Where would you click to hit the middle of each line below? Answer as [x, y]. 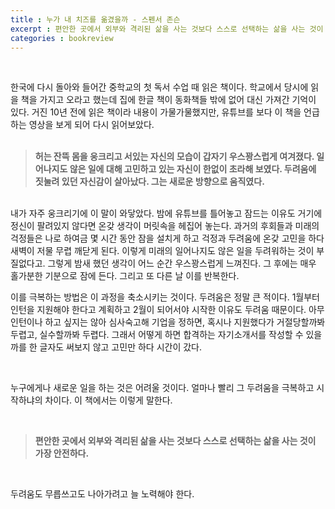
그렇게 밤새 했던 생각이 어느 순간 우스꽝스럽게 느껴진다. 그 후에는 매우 [182, 263]
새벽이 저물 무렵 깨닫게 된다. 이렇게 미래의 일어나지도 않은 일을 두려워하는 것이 [162, 251]
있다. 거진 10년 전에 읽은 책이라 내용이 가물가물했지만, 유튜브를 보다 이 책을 [156, 112]
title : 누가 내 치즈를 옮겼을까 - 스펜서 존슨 [95, 19]
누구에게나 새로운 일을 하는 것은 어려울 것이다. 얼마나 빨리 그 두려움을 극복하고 [162, 388]
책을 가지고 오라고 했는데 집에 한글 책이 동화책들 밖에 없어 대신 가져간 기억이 [168, 100]
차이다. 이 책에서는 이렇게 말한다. [108, 400]
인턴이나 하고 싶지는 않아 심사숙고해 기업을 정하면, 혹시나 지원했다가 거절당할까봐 [168, 322]
